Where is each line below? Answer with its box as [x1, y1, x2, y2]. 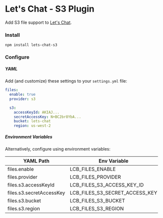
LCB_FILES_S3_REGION [69, 205, 124, 212]
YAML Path [23, 158, 49, 165]
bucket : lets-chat [14, 119, 51, 124]
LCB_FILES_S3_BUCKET [69, 198, 125, 204]
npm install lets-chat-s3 [5, 43, 57, 48]
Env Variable [98, 158, 129, 165]
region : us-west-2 [14, 123, 51, 128]
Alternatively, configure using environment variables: [5, 146, 111, 152]
